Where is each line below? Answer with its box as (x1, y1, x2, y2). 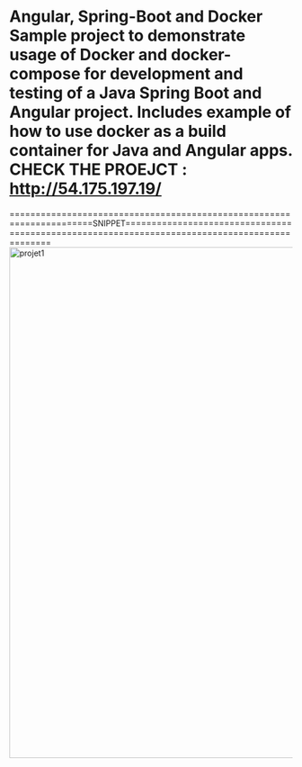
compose (9, 64, 81, 85)
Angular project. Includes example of (9, 102, 292, 122)
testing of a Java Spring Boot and (9, 83, 262, 104)
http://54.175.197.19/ (9, 178, 162, 199)
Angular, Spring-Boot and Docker (9, 6, 263, 27)
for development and (84, 64, 244, 85)
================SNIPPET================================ (9, 218, 292, 229)
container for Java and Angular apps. (9, 140, 293, 161)
